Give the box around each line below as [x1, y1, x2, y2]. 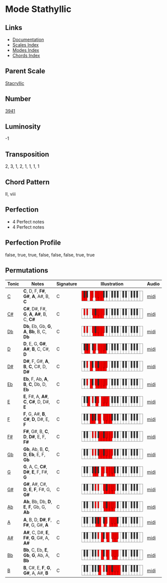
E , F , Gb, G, [23, 504, 46, 510]
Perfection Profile [5, 239, 61, 247]
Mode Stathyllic [5, 3, 72, 15]
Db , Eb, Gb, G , [23, 323, 52, 329]
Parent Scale [5, 67, 46, 75]
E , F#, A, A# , [23, 393, 49, 399]
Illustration [100, 281, 124, 287]
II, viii [5, 191, 16, 197]
